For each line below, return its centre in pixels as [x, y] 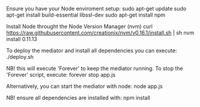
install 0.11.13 [22, 39]
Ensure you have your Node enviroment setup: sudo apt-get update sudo [96, 9]
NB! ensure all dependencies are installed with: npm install [78, 98]
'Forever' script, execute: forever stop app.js [61, 75]
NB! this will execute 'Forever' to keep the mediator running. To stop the [95, 68]
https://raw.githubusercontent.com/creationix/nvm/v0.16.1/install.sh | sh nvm [100, 33]
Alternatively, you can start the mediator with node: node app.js [84, 86]
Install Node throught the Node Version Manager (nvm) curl [79, 26]
